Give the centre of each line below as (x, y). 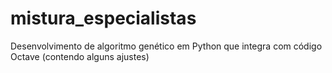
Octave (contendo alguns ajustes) (80, 56)
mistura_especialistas (103, 18)
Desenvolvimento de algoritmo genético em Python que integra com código (166, 46)
